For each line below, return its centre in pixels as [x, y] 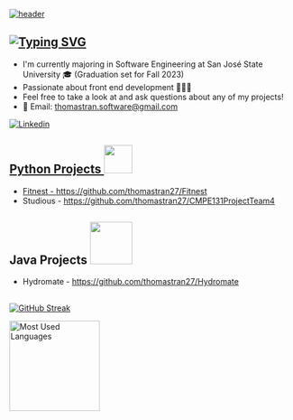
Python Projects [55, 169]
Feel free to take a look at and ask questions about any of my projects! [153, 97]
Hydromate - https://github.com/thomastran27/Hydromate [130, 282]
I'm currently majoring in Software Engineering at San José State [142, 64]
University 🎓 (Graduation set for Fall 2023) [103, 74]
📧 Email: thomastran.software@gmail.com [100, 106]
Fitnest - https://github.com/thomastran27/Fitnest [114, 191]
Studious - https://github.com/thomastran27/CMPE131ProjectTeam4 [148, 201]
